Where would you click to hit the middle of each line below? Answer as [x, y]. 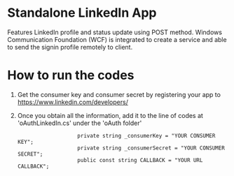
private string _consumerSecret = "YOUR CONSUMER [151, 148]
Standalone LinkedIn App [82, 13]
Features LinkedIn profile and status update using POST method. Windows [115, 32]
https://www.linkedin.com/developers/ [73, 102]
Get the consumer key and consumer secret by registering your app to [119, 94]
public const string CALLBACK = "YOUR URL [140, 160]
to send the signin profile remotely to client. [70, 47]
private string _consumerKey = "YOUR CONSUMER [146, 135]
